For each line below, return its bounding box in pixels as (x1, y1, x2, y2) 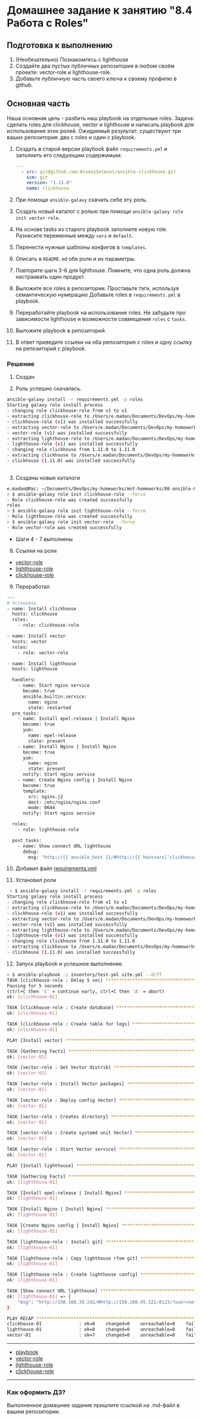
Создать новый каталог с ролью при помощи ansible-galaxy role (15, 208, 184, 215)
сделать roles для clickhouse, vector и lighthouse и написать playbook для (7, 121, 194, 128)
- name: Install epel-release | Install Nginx (17, 716, 135, 722)
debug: (22, 849, 39, 855)
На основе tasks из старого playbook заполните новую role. (15, 225, 168, 233)
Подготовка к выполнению (7, 40, 113, 50)
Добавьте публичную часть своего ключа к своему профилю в (15, 75, 177, 82)
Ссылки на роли (15, 547, 57, 554)
